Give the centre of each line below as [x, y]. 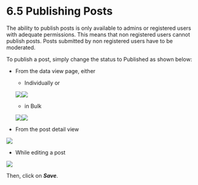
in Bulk [33, 106]
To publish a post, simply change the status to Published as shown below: [99, 59]
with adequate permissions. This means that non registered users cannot [98, 34]
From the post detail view [47, 129]
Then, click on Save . [32, 175]
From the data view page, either [55, 71]
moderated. [21, 47]
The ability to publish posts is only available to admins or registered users [99, 28]
